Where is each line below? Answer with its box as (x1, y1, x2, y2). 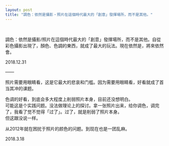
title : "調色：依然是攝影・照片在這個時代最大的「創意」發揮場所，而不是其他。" (5, 12, 153, 17)
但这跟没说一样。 (5, 115, 41, 121)
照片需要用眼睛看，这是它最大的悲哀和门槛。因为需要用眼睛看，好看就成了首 (5, 79, 164, 85)
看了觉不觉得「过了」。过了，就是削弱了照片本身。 (18, 109, 122, 115)
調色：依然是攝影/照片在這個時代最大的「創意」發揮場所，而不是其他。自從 (5, 36, 161, 42)
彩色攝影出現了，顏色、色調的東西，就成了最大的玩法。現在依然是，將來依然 (5, 42, 164, 48)
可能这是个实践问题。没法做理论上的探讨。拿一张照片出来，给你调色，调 (5, 102, 155, 108)
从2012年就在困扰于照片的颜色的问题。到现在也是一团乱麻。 (5, 125, 130, 131)
